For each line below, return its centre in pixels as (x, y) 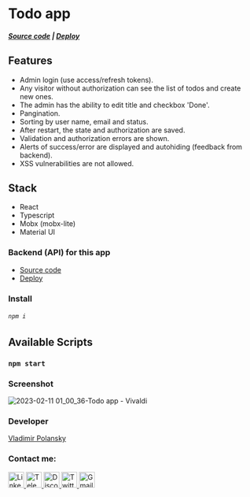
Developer (28, 421)
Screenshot (31, 384)
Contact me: (32, 459)
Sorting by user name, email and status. (84, 121)
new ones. (36, 96)
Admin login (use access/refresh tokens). (86, 80)
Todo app (39, 14)
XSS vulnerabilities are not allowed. (77, 163)
